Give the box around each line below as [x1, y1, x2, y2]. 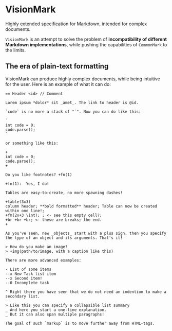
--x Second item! [5, 275, 43, 281]
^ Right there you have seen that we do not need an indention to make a [5, 289, 167, 294]
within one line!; [5, 208, 45, 213]
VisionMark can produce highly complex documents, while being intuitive [5, 76, 161, 82]
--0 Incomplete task [5, 280, 50, 285]
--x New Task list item [5, 271, 56, 276]
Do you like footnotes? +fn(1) [5, 172, 72, 177]
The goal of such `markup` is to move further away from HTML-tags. [5, 321, 155, 326]
